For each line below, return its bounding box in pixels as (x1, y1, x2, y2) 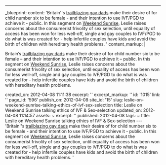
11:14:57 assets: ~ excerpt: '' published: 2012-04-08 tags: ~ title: (19, 113, 150, 118)
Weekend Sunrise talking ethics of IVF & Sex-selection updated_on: (5, 107, 142, 113)
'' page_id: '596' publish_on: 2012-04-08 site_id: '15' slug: (5, 97, 124, 102)
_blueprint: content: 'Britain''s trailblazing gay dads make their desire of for (5, 10, 158, 15)
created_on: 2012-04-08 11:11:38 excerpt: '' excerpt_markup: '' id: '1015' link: (5, 92, 161, 98)
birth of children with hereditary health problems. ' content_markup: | (5, 41, 146, 47)
